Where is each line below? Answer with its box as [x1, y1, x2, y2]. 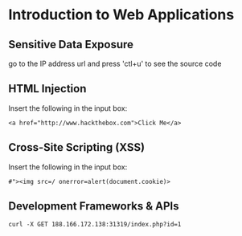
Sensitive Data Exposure [8, 38, 134, 51]
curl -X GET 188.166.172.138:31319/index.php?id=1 [8, 221, 182, 229]
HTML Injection [8, 82, 87, 96]
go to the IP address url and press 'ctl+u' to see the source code [8, 59, 222, 68]
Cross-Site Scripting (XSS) [8, 140, 146, 154]
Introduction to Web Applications [8, 6, 235, 24]
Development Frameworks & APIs [8, 199, 179, 214]
